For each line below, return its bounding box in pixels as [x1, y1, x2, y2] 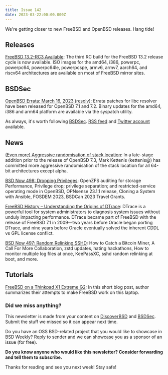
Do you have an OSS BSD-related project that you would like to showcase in [5, 329, 162, 335]
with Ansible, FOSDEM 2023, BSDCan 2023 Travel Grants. [5, 194, 125, 200]
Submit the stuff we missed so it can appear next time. [5, 319, 118, 325]
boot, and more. [5, 256, 39, 262]
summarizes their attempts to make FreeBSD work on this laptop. [5, 289, 139, 295]
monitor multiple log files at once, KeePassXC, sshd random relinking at [5, 251, 153, 257]
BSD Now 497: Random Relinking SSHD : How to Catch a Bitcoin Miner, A [5, 240, 155, 246]
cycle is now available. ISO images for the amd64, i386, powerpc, [5, 59, 140, 66]
